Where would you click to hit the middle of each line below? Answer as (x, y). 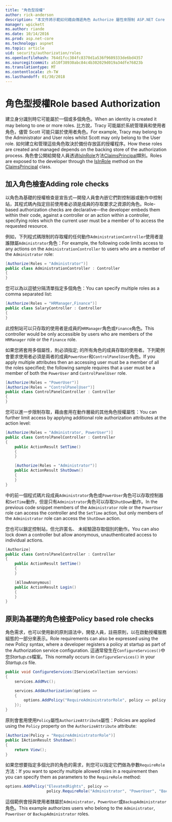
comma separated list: (29, 294)
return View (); (31, 750)
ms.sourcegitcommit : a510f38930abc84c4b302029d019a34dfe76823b (74, 63)
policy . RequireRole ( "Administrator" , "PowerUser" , (102, 791)
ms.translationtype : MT (31, 67)
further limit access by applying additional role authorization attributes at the (86, 418)
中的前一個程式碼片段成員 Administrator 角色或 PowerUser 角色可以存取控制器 (84, 495)
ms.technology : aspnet (29, 44)
